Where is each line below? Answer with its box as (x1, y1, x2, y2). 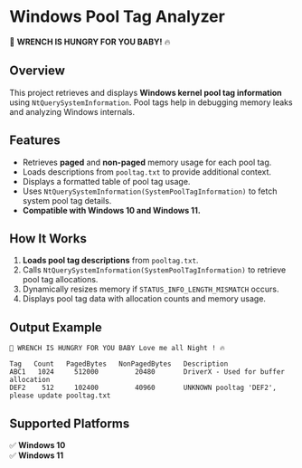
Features (9, 133, 61, 148)
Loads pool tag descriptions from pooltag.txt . (22, 255, 199, 266)
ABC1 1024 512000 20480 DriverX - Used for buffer (9, 368, 285, 377)
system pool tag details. (22, 195, 112, 205)
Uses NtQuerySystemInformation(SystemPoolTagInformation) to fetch (22, 186, 278, 196)
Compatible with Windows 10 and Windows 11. (22, 205, 201, 215)
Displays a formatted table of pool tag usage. (22, 176, 191, 186)
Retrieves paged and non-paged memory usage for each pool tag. (22, 157, 272, 167)
